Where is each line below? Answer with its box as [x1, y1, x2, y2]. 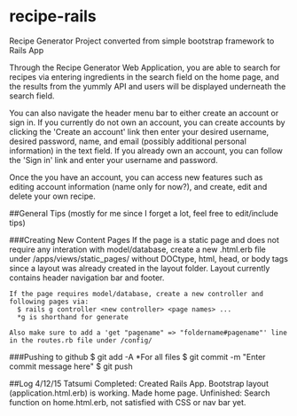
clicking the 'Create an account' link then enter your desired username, [9, 126, 270, 137]
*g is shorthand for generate [17, 312, 129, 321]
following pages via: [9, 297, 90, 306]
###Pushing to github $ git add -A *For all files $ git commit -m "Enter [9, 351, 266, 362]
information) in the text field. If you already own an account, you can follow [9, 145, 284, 156]
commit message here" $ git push [9, 361, 133, 372]
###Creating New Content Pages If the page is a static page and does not [9, 234, 279, 245]
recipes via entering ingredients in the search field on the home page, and [9, 71, 279, 82]
